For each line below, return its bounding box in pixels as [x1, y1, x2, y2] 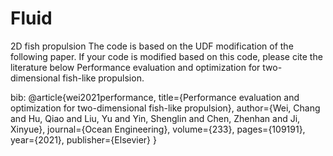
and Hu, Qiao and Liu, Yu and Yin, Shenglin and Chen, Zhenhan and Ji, [10, 112, 301, 124]
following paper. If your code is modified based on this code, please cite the [10, 50, 323, 62]
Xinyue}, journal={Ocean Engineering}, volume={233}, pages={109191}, [10, 123, 306, 135]
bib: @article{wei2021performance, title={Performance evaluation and [10, 91, 300, 103]
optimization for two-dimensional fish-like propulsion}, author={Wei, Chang [10, 102, 321, 114]
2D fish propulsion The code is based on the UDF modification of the [10, 40, 294, 52]
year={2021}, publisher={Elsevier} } [10, 133, 157, 146]
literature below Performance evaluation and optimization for [10, 61, 261, 73]
